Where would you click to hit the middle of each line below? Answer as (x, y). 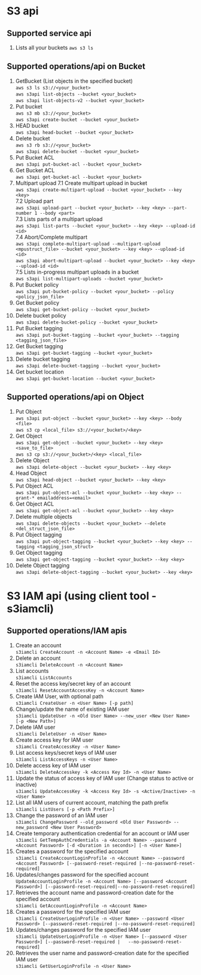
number (24, 213)
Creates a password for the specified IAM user (73, 911)
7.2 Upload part (34, 201)
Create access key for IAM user (54, 740)
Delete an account (38, 658)
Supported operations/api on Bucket (76, 66)
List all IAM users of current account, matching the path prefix (92, 802)
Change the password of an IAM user (62, 815)
